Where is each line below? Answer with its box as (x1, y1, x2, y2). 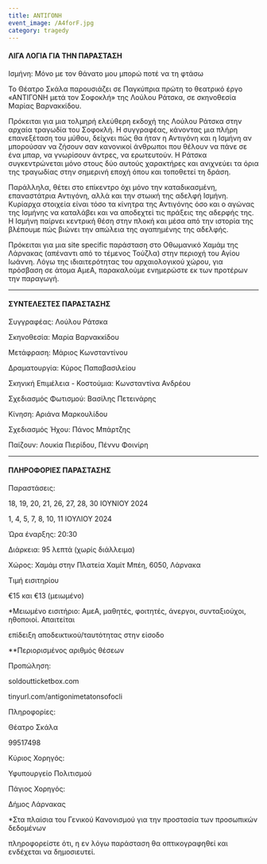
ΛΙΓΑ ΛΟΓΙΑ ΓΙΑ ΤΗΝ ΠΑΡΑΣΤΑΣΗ (8, 51, 122, 60)
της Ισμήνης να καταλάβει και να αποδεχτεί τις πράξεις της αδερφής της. (8, 207, 254, 217)
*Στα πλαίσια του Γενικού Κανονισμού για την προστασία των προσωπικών (8, 815, 258, 824)
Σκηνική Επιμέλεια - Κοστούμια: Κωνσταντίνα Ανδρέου (8, 378, 191, 388)
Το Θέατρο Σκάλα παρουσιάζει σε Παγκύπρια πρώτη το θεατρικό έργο (8, 84, 243, 94)
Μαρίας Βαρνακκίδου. (8, 101, 82, 110)
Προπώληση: (8, 661, 52, 670)
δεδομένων (8, 823, 46, 832)
